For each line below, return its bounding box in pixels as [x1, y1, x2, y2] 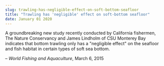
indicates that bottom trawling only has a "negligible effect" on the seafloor [5, 41, 159, 47]
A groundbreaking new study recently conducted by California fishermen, [5, 30, 156, 36]
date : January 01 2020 [5, 16, 52, 21]
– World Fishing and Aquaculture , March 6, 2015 [5, 56, 104, 62]
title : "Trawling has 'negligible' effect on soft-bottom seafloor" [5, 12, 150, 17]
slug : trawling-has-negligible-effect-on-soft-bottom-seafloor [5, 7, 139, 12]
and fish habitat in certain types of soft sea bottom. [5, 46, 110, 52]
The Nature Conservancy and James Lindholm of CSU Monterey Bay [5, 35, 146, 41]
